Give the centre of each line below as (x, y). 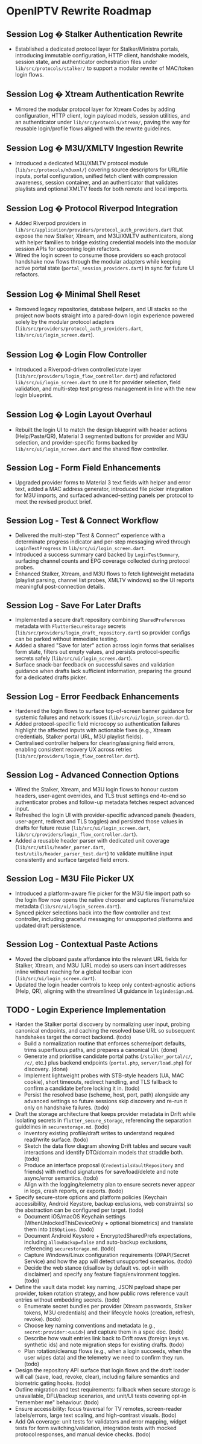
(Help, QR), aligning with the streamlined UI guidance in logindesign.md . (104, 991)
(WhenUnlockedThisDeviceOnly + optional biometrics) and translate (109, 1223)
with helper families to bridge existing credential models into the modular (106, 242)
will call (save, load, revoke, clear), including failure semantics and (97, 1377)
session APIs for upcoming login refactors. (68, 249)
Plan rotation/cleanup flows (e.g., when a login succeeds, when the (108, 1351)
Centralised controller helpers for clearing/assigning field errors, (95, 743)
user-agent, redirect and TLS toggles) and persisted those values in (99, 821)
